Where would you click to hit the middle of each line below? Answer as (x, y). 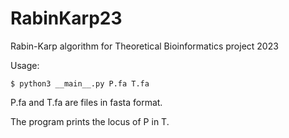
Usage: (25, 65)
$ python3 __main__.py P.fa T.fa (80, 83)
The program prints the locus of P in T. (90, 121)
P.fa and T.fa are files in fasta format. (86, 102)
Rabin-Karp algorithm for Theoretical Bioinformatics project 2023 (144, 46)
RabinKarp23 (66, 18)
